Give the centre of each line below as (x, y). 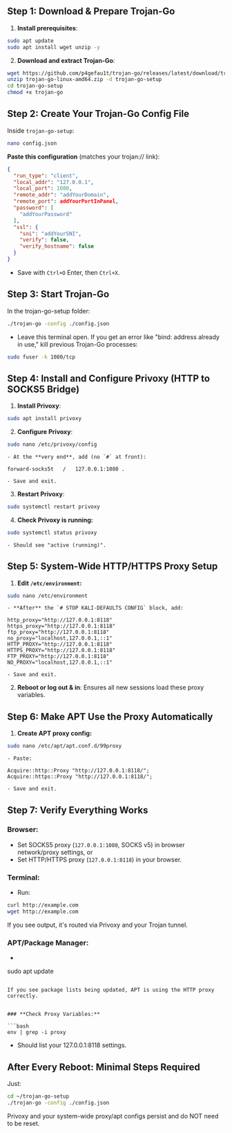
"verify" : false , (45, 240)
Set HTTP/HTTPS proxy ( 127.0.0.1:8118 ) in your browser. (99, 859)
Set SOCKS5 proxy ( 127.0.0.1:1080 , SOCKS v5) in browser (101, 844)
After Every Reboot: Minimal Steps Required (104, 1067)
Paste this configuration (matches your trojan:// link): (84, 156)
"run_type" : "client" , (46, 176)
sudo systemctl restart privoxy (54, 507)
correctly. (23, 996)
